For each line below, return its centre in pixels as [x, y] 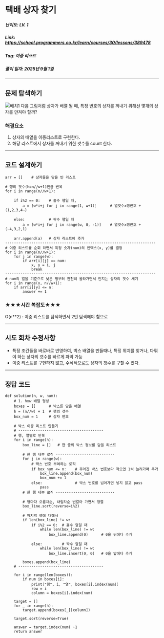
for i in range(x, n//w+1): [34, 283]
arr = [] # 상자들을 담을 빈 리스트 [41, 177]
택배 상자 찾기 [31, 10]
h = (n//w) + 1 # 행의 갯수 [41, 412]
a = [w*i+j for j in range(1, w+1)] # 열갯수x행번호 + [82, 206]
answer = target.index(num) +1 [46, 627]
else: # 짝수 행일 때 [44, 220]
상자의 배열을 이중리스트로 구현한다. [46, 137]
